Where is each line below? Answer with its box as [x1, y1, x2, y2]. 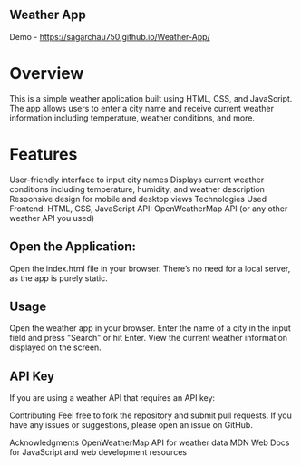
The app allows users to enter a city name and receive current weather [9, 102, 275, 113]
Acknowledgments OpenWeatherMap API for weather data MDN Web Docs [9, 437, 290, 448]
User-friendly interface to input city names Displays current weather [9, 174, 265, 185]
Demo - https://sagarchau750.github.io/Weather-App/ [9, 31, 210, 42]
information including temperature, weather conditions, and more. [9, 112, 256, 123]
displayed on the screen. [9, 342, 102, 353]
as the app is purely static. [9, 272, 109, 284]
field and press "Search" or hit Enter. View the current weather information [9, 333, 288, 344]
